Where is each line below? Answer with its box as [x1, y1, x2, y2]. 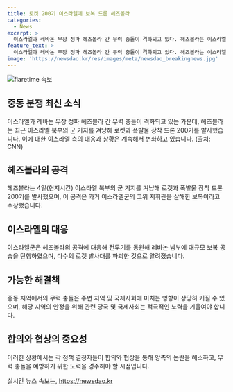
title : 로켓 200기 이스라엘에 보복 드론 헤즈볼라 [7, 10, 130, 17]
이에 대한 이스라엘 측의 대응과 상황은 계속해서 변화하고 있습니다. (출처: [21, 135, 211, 143]
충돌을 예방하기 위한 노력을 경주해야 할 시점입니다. [14, 361, 150, 370]
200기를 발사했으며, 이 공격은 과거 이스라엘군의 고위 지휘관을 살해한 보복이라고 [7, 192, 221, 201]
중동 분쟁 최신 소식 [7, 98, 81, 110]
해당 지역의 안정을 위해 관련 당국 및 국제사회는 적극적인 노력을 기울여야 [21, 302, 213, 311]
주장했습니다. [7, 201, 43, 210]
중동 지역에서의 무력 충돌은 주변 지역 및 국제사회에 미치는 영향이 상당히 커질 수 [7, 294, 218, 302]
